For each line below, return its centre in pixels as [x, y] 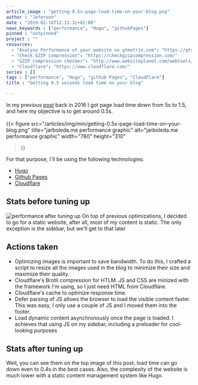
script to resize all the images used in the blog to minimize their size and [102, 267]
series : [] [21, 72]
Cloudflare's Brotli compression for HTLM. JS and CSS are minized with [101, 280]
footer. [23, 311]
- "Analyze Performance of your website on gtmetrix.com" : [85, 50]
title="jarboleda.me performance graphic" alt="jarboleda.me [105, 130]
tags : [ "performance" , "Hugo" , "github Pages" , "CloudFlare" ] [85, 77]
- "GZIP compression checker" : [50, 61]
